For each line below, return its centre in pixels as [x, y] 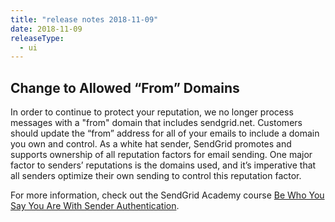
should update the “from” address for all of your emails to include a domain [165, 133]
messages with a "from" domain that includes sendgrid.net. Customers [156, 123]
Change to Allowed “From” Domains [125, 87]
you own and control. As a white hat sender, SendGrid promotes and [151, 144]
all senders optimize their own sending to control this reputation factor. [156, 176]
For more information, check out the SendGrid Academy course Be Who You [167, 195]
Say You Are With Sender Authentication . [95, 206]
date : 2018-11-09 [46, 29]
